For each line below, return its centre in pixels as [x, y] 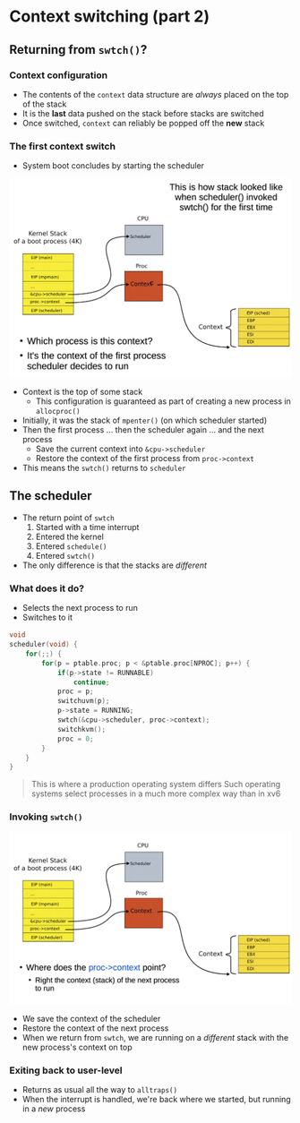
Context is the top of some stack [82, 392]
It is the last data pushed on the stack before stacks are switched [143, 113]
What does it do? [47, 588]
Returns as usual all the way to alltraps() [99, 1089]
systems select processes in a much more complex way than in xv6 [156, 793]
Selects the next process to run [80, 608]
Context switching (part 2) [110, 17]
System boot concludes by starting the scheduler [113, 166]
